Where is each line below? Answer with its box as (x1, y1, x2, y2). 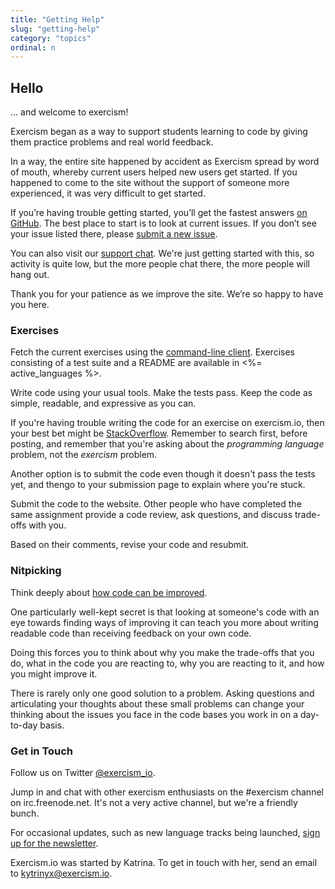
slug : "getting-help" (10, 24, 101, 34)
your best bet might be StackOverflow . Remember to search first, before (10, 427, 308, 440)
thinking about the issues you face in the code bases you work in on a (10, 708, 299, 720)
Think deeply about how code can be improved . (10, 586, 208, 598)
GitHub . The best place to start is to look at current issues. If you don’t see (10, 217, 317, 230)
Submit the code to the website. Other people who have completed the (10, 498, 302, 510)
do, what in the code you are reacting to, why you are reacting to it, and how (10, 657, 325, 669)
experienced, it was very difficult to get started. (10, 187, 206, 200)
